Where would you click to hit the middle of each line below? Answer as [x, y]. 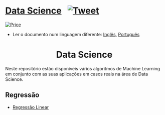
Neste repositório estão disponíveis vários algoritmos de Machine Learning [83, 68]
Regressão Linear [31, 107]
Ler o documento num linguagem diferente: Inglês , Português [76, 34]
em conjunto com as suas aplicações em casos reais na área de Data [77, 74]
